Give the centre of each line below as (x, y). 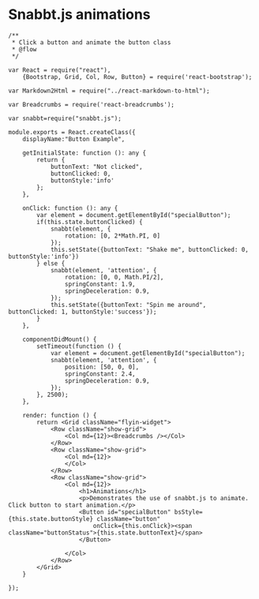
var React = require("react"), (60, 70)
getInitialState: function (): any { (84, 153)
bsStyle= (188, 512)
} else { (51, 263)
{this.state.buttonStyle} (51, 519)
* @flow (24, 49)
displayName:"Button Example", (74, 139)
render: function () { (60, 415)
